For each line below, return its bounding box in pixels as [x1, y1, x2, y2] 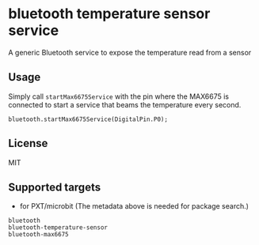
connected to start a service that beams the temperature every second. [8, 100, 242, 109]
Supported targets [8, 180, 101, 194]
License [8, 137, 48, 150]
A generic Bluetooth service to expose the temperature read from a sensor [8, 47, 252, 57]
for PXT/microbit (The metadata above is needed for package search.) [19, 202, 249, 211]
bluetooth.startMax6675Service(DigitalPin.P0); [8, 115, 169, 123]
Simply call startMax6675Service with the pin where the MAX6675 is [8, 92, 230, 101]
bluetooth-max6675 [8, 231, 69, 239]
